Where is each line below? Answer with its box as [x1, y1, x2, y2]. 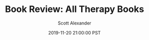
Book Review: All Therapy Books [5, 3, 144, 15]
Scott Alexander [57, 20, 92, 26]
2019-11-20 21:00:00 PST [48, 29, 101, 35]
